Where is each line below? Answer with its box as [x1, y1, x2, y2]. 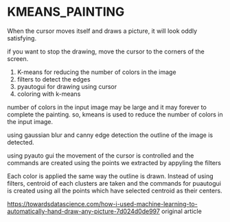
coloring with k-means [16, 90, 81, 98]
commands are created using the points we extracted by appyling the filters [7, 158, 222, 166]
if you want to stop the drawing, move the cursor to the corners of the [7, 47, 205, 56]
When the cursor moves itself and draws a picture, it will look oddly [7, 27, 198, 35]
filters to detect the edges [16, 75, 91, 83]
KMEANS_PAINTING [7, 4, 125, 20]
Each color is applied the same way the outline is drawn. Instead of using [7, 172, 214, 180]
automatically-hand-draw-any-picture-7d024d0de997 [7, 207, 160, 215]
